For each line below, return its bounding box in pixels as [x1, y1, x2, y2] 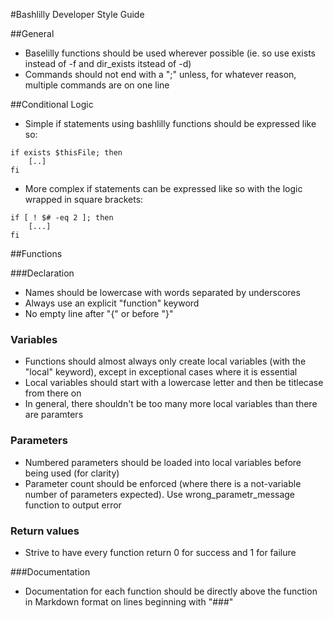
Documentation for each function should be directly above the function [24, 585, 318, 597]
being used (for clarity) [24, 467, 120, 479]
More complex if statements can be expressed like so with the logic [24, 183, 303, 194]
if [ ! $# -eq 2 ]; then [10, 213, 114, 223]
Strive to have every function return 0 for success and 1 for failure [24, 546, 297, 558]
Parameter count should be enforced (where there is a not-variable [24, 477, 302, 489]
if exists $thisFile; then [10, 148, 123, 158]
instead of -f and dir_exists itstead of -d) [24, 58, 192, 69]
